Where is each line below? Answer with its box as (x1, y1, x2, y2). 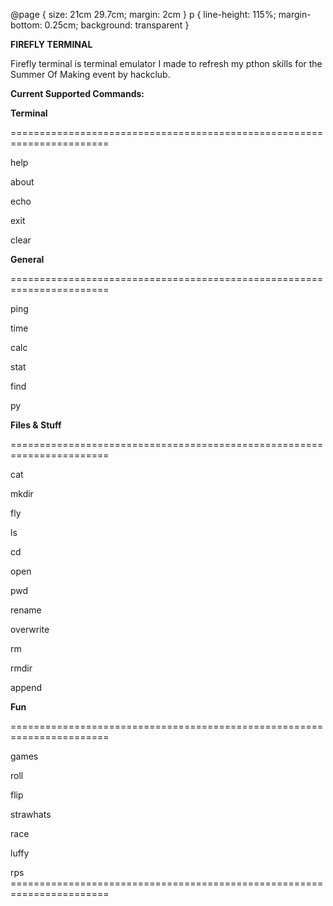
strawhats (10, 809, 52, 820)
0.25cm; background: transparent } (44, 19, 190, 31)
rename (10, 604, 42, 616)
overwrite (10, 624, 50, 635)
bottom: (10, 19, 43, 31)
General (10, 254, 45, 265)
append (10, 682, 43, 693)
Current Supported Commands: (10, 88, 145, 99)
